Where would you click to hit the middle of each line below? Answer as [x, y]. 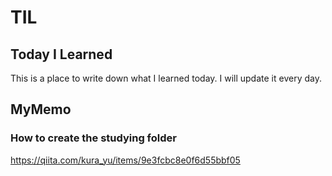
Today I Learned [61, 54]
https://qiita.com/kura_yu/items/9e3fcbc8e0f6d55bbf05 [125, 160]
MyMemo [41, 109]
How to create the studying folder [93, 138]
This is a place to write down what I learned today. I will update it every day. [166, 78]
